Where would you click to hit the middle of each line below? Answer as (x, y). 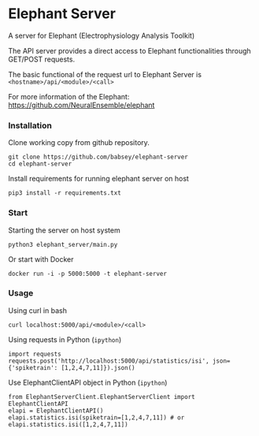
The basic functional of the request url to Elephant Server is (105, 74)
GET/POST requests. (42, 59)
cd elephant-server (40, 164)
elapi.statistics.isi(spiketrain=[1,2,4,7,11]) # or (96, 417)
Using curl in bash (37, 310)
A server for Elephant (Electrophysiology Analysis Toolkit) (102, 35)
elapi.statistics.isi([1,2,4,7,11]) (68, 424)
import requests (35, 354)
